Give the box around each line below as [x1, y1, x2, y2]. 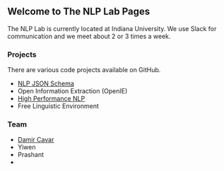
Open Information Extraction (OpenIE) [17, 87, 128, 95]
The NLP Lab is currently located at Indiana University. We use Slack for [7, 24, 217, 33]
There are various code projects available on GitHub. [7, 66, 161, 74]
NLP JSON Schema [17, 79, 74, 88]
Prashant [17, 151, 45, 159]
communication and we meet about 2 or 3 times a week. [7, 32, 171, 40]
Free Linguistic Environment [17, 102, 99, 110]
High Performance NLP [17, 95, 86, 103]
